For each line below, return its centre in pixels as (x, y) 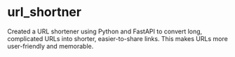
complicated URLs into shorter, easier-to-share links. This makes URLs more (117, 38)
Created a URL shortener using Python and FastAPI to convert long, (105, 31)
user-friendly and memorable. (51, 46)
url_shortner (45, 12)
